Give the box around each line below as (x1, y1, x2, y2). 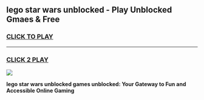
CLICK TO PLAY (6, 33, 53, 41)
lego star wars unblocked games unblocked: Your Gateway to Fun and (6, 80, 186, 87)
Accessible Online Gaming (6, 87, 75, 94)
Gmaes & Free (6, 15, 60, 25)
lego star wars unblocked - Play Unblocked (6, 5, 172, 15)
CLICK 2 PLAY (6, 55, 49, 64)
